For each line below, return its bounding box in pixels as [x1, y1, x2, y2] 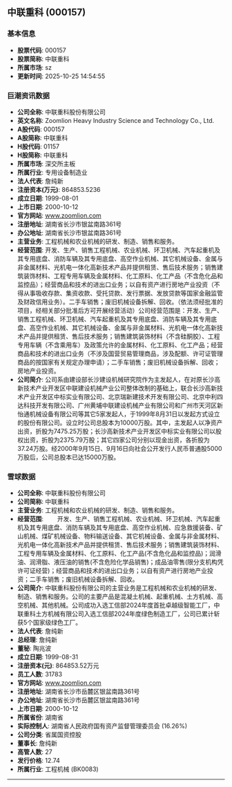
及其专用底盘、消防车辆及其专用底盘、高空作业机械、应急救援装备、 [23, 523, 217, 532]
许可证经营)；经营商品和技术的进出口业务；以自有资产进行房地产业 [17, 567, 207, 575]
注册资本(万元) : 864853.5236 [17, 185, 101, 193]
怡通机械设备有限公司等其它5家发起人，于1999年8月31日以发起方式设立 [17, 409, 220, 418]
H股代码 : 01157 [17, 142, 60, 150]
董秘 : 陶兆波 [17, 644, 52, 652]
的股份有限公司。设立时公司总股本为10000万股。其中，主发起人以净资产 [17, 418, 223, 427]
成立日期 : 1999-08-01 [17, 194, 79, 202]
